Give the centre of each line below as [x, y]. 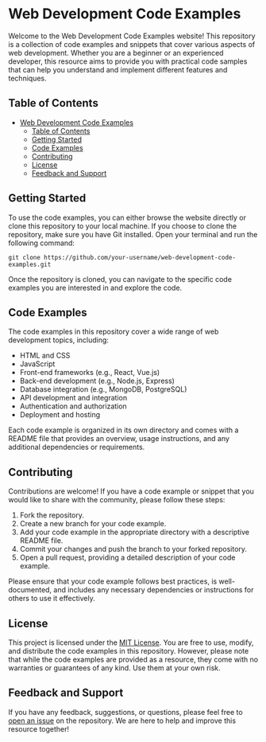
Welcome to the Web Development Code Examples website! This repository [132, 36]
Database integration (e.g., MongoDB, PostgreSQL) [103, 389]
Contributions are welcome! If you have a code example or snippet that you [131, 491]
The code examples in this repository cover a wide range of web [114, 332]
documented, [30, 590]
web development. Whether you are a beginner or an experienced [116, 53]
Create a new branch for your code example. [93, 524]
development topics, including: [59, 340]
